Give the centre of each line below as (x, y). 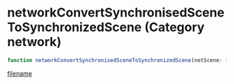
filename (20, 73)
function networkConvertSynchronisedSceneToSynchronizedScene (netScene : (115, 60)
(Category (174, 27)
